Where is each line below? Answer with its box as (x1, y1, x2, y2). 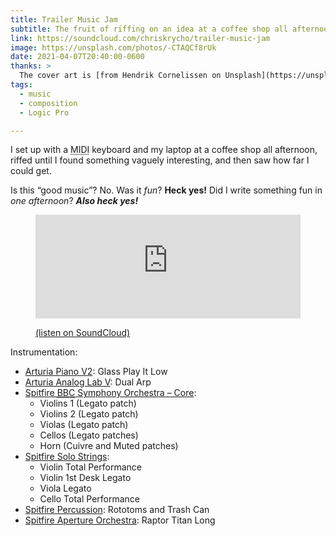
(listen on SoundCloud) (35, 327, 131, 339)
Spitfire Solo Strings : (24, 451, 110, 463)
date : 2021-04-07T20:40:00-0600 (10, 52, 145, 62)
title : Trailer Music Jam (10, 14, 118, 25)
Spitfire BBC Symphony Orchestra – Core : (24, 387, 197, 399)
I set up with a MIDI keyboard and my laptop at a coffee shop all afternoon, (10, 144, 318, 156)
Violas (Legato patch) (39, 419, 129, 431)
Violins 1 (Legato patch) (39, 397, 137, 410)
